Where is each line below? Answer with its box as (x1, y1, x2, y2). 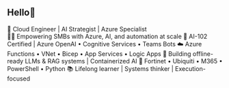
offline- (192, 49, 214, 58)
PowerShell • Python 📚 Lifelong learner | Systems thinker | (7, 64, 174, 72)
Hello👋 (7, 7, 36, 18)
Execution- (175, 64, 206, 72)
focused (7, 74, 31, 83)
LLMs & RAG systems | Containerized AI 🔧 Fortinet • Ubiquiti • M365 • (25, 57, 223, 65)
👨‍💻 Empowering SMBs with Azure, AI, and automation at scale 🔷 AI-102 (7, 32, 208, 40)
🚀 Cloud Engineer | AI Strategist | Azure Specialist (7, 25, 147, 33)
